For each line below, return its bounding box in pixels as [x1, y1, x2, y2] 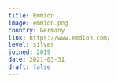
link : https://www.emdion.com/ [8, 33, 111, 42]
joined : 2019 [8, 48, 51, 56]
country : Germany [8, 26, 65, 34]
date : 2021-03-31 [8, 56, 65, 64]
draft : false [8, 63, 51, 71]
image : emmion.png [8, 19, 68, 27]
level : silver [8, 41, 55, 49]
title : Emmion [8, 11, 55, 20]
